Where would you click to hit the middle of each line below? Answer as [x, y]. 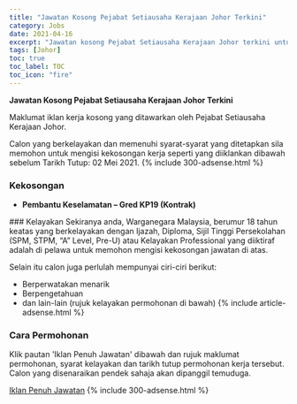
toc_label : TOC [37, 67]
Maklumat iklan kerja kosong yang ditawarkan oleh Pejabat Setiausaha [137, 117]
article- [273, 303]
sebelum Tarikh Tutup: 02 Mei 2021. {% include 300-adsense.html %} [136, 162]
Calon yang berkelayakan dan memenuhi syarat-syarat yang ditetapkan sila [146, 143]
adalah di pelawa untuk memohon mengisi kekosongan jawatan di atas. [139, 250]
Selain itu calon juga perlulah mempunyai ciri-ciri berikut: [113, 267]
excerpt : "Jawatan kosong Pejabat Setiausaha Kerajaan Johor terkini [140, 42]
